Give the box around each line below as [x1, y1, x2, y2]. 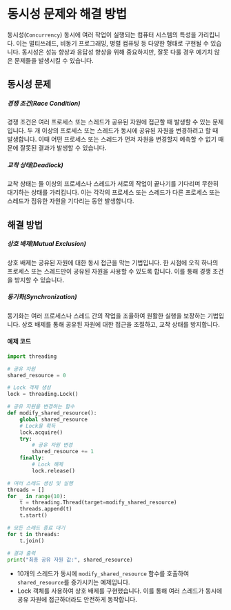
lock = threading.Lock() [7, 391, 79, 398]
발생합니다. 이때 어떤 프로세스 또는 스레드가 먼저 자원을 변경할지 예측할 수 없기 [7, 135, 217, 144]
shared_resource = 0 [7, 372, 67, 379]
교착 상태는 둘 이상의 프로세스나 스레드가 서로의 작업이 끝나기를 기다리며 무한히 [7, 180, 219, 188]
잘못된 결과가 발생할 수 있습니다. [19, 144, 107, 152]
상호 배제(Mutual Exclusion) [7, 240, 87, 248]
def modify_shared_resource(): [7, 410, 97, 417]
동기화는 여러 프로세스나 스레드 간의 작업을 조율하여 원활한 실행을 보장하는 [7, 312, 206, 320]
